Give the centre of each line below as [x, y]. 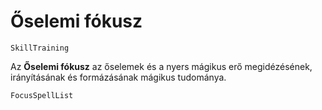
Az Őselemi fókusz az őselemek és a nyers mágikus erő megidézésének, [161, 66]
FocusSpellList [42, 95]
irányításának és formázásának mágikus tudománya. [118, 77]
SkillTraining [40, 48]
